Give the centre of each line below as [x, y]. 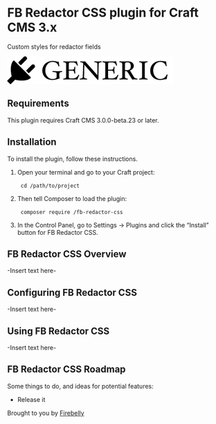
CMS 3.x [32, 27]
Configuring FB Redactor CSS [72, 292]
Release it [31, 399]
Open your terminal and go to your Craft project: [86, 172]
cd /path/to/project [50, 186]
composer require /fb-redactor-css [72, 212]
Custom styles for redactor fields [54, 46]
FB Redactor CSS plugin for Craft [103, 13]
